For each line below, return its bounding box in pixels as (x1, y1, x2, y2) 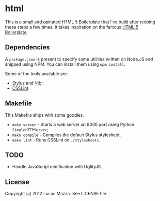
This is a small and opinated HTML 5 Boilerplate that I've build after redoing (5, 19, 156, 25)
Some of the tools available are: (5, 71, 68, 77)
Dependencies (5, 43, 50, 51)
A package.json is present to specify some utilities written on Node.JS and (5, 56, 153, 62)
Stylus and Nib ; (12, 80, 43, 86)
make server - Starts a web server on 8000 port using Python (12, 122, 135, 127)
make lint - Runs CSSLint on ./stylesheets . (12, 137, 100, 143)
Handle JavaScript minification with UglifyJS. (12, 164, 102, 170)
